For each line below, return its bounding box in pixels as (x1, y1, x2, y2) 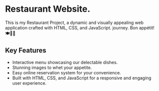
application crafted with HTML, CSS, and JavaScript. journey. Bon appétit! (5, 24, 155, 30)
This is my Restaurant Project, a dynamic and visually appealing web (5, 20, 144, 25)
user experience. (12, 80, 47, 86)
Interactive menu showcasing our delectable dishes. (12, 59, 118, 65)
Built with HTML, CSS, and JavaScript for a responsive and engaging (12, 75, 152, 81)
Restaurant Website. (5, 3, 91, 15)
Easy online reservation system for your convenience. (12, 69, 121, 75)
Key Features (5, 46, 47, 55)
